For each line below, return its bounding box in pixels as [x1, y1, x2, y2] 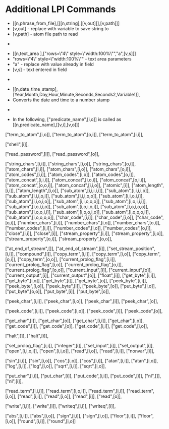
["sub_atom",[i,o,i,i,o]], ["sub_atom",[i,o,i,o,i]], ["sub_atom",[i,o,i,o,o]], [5, 203, 149, 210]
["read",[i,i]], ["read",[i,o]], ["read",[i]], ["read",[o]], [17, 393, 122, 399]
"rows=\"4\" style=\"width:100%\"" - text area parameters [12, 55, 132, 62]
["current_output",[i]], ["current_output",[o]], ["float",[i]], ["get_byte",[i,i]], [5, 272, 156, 278]
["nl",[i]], [5, 378, 23, 384]
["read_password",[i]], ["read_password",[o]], [5, 151, 100, 157]
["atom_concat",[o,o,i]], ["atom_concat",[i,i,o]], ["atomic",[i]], [5, 182, 131, 188]
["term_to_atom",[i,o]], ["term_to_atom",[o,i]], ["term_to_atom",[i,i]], [5, 131, 144, 137]
